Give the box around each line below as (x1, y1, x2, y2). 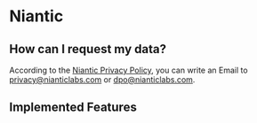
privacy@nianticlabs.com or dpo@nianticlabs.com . (9, 74, 196, 85)
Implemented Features (9, 100, 138, 115)
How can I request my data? (9, 42, 167, 57)
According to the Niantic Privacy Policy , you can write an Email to (9, 65, 248, 75)
